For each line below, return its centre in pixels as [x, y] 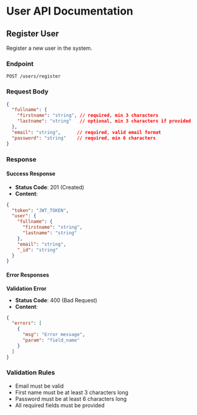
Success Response [31, 174]
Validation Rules [31, 373]
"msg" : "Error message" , [54, 335]
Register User [33, 34]
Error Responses [28, 275]
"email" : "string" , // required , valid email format [87, 132]
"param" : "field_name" [51, 340]
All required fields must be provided [60, 405]
